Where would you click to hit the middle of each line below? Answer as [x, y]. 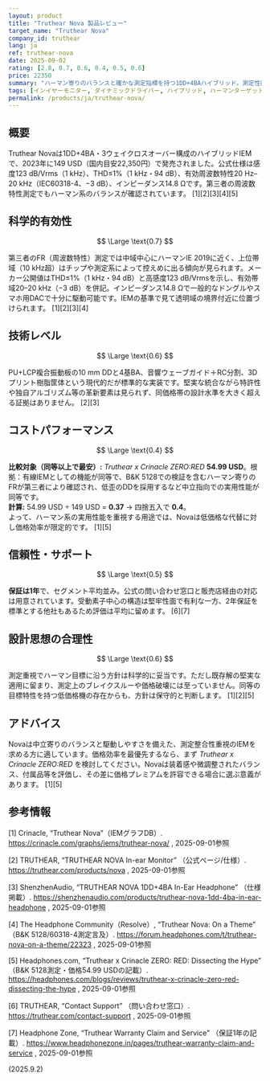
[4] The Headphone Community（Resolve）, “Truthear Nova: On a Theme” [132, 924]
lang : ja [23, 46]
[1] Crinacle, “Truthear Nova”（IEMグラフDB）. [86, 833]
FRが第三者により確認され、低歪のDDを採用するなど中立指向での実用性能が [134, 486]
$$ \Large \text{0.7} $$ [135, 241]
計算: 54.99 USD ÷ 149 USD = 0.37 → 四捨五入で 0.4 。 [100, 506]
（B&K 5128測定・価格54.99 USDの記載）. [78, 970]
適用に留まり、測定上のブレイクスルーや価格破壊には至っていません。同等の [135, 686]
